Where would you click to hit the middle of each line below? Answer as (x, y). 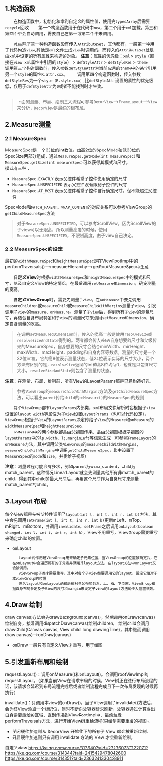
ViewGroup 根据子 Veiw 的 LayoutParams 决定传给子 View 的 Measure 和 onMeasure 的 (80, 419)
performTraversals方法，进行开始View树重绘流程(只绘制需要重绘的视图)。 (79, 721)
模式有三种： (18, 168)
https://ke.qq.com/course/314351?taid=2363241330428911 (64, 758)
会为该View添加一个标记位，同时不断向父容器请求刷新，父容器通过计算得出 (80, 709)
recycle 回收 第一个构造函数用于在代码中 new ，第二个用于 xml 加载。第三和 (81, 27)
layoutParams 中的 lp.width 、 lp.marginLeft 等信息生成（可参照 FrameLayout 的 (81, 438)
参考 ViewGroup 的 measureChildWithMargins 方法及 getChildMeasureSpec (85, 391)
